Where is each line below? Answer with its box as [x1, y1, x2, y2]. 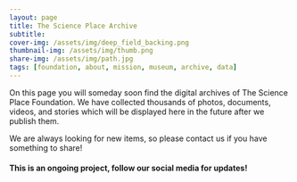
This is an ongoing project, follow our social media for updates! [9, 162, 248, 174]
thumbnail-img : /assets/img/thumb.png [9, 46, 153, 55]
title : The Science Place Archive [9, 21, 138, 30]
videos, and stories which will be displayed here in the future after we [9, 106, 265, 117]
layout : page [9, 12, 58, 22]
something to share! [9, 142, 83, 153]
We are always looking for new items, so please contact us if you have [9, 133, 268, 144]
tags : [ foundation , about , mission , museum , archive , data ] [9, 63, 238, 72]
